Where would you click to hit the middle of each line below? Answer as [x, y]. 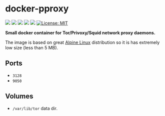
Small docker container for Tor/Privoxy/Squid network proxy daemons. [80, 32]
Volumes [19, 96]
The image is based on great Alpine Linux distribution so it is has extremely [82, 42]
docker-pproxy [37, 9]
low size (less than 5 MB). [32, 47]
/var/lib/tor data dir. [35, 108]
